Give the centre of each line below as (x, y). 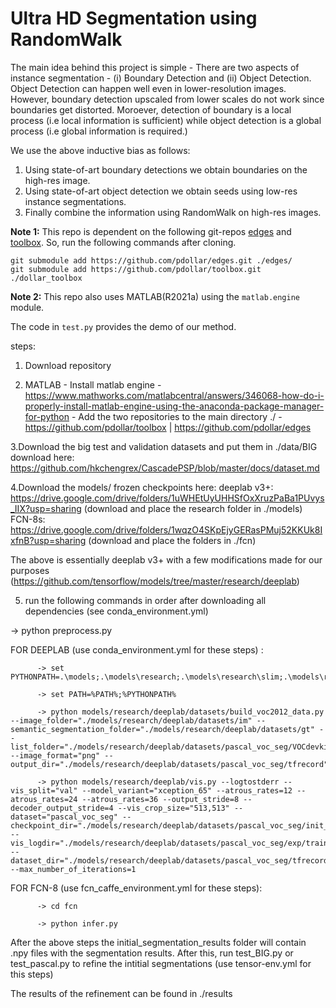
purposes (30, 570)
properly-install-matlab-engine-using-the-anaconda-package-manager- (174, 406)
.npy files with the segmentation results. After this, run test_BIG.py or (152, 953)
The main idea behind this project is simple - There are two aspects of (155, 67)
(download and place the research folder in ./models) (193, 508)
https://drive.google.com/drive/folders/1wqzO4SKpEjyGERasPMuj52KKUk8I (166, 529)
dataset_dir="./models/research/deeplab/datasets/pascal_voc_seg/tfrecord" (171, 860)
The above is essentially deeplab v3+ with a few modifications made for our (166, 559)
